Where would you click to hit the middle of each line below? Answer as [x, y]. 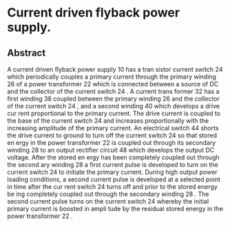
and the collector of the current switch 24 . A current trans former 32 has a [113, 91]
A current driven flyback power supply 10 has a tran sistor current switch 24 [115, 69]
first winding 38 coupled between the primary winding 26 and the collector [114, 99]
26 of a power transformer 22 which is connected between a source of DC [113, 84]
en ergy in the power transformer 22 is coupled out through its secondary [112, 142]
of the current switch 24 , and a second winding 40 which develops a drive [114, 106]
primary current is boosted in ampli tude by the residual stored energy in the [115, 209]
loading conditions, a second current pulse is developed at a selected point [114, 179]
